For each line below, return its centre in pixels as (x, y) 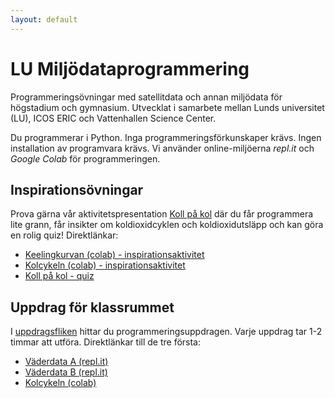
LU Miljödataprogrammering (130, 68)
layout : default (44, 19)
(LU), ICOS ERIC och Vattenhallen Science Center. (113, 118)
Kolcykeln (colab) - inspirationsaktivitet (105, 265)
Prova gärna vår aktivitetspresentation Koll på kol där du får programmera (162, 214)
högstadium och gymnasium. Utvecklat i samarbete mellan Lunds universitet (167, 107)
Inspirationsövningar (77, 189)
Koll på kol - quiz (59, 276)
